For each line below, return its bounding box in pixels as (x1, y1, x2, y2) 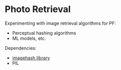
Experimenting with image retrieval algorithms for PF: (5, 20, 116, 26)
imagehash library (12, 54, 50, 61)
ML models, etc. (12, 35, 46, 41)
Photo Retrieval (5, 4, 71, 15)
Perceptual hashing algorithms (12, 30, 77, 36)
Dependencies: (5, 45, 37, 51)
